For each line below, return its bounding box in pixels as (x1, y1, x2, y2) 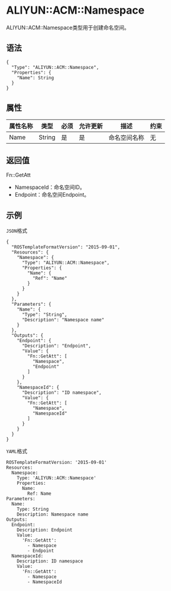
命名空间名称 (108, 133, 144, 141)
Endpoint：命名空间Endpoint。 (14, 191, 90, 198)
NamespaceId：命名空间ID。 (14, 184, 85, 191)
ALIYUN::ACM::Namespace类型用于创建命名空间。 (6, 24, 130, 31)
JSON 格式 (6, 227, 28, 235)
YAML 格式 (6, 448, 28, 455)
